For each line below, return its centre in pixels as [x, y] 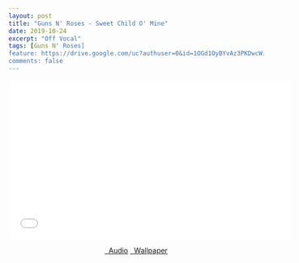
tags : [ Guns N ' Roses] [47, 46]
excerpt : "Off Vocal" [45, 38]
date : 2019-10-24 [38, 31]
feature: [23, 53]
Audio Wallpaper [138, 250]
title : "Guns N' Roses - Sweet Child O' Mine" [88, 23]
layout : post [30, 16]
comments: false [36, 62]
